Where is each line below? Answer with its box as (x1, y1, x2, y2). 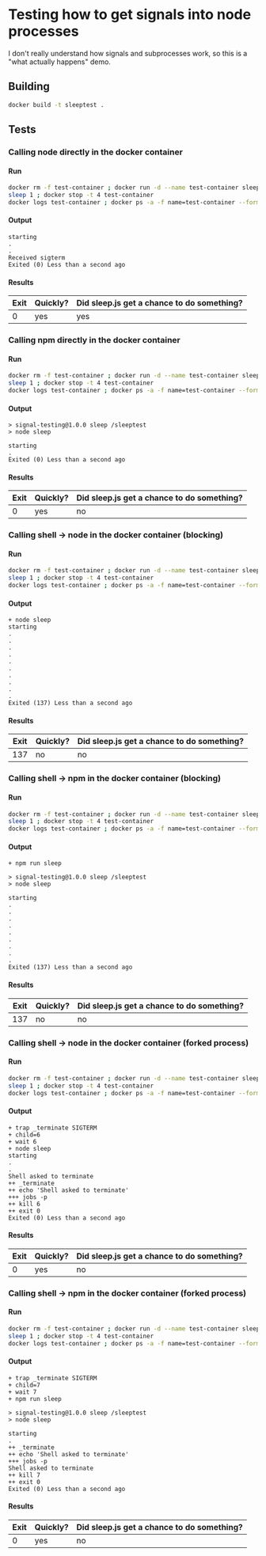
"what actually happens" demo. (8, 57, 111, 66)
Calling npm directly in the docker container (8, 335, 180, 346)
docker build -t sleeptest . (8, 101, 104, 108)
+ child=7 (8, 1381, 41, 1389)
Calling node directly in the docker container (8, 146, 184, 157)
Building (8, 80, 50, 93)
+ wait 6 (8, 1137, 37, 1145)
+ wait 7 (8, 1387, 37, 1396)
